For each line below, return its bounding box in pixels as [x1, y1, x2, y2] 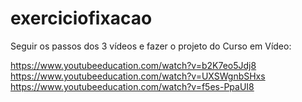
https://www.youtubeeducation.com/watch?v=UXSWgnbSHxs [10, 70, 266, 82]
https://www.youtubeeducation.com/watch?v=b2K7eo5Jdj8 [10, 59, 257, 71]
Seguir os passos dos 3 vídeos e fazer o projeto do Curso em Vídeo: [10, 40, 292, 52]
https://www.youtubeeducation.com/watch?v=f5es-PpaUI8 [10, 80, 255, 92]
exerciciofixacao [10, 7, 153, 30]
